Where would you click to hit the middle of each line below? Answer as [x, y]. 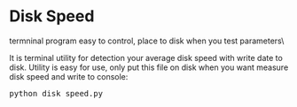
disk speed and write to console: [69, 76]
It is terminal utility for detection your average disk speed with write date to [146, 57]
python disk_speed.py [56, 93]
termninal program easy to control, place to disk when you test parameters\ [147, 41]
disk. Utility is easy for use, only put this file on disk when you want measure [149, 67]
